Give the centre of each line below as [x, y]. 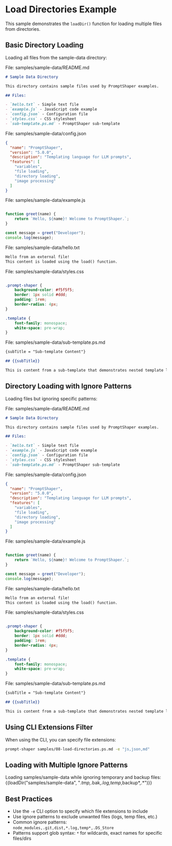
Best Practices [29, 799]
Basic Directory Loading [44, 45]
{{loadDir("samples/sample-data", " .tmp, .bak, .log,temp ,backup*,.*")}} [79, 783]
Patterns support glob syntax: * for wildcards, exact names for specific [88, 833]
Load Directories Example [61, 9]
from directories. [23, 29]
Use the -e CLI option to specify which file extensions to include [80, 811]
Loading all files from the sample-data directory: [56, 57]
